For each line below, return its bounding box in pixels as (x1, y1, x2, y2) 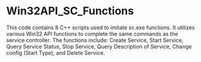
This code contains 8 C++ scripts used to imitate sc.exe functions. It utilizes (6, 24, 195, 31)
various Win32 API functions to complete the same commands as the (6, 30, 178, 37)
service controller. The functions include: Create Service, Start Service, (6, 36, 184, 44)
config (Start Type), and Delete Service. (6, 49, 106, 56)
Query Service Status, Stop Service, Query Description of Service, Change (6, 43, 192, 50)
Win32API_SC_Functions (6, 4, 134, 18)
